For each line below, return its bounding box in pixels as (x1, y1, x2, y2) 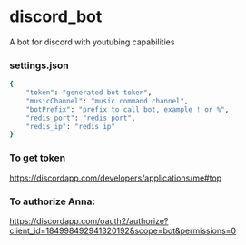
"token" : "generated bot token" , (25, 88, 153, 97)
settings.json (9, 59, 70, 72)
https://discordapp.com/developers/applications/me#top (9, 172, 222, 183)
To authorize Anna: (9, 195, 95, 208)
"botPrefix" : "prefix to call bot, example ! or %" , (25, 104, 230, 114)
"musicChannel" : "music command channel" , (25, 96, 189, 105)
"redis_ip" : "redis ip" (25, 122, 116, 131)
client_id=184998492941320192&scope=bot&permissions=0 (9, 225, 237, 236)
